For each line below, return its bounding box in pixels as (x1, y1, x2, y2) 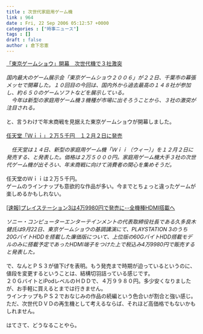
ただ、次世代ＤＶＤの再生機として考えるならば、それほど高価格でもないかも (6, 300, 196, 307)
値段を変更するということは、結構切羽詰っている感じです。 (6, 269, 154, 277)
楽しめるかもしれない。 (6, 190, 64, 197)
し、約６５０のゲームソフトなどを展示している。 (6, 89, 128, 96)
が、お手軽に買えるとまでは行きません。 (6, 284, 107, 292)
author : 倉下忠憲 (6, 43, 49, 49)
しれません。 (6, 307, 38, 315)
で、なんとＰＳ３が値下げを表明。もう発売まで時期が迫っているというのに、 (6, 262, 196, 269)
